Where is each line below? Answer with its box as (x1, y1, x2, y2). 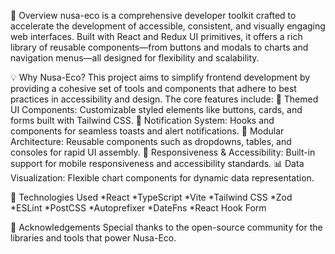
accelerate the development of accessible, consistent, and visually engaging (10, 20, 326, 32)
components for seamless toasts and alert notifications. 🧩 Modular (10, 125, 285, 137)
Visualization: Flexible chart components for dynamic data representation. (10, 172, 315, 184)
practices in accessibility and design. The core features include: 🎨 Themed (10, 93, 319, 105)
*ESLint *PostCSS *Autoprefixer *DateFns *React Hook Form (10, 202, 267, 214)
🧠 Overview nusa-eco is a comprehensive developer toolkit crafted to (10, 10, 297, 21)
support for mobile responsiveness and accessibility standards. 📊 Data (10, 158, 305, 169)
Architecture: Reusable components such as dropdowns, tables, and (10, 136, 292, 147)
